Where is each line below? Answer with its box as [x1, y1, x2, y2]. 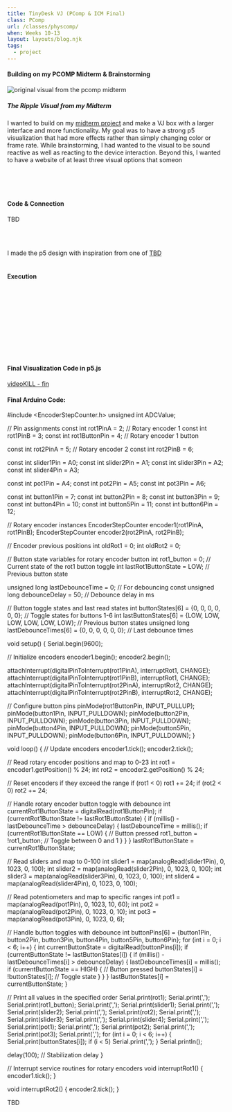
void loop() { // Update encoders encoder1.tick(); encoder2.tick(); [7, 745, 193, 753]
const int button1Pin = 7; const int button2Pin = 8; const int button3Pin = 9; [7, 493, 220, 501]
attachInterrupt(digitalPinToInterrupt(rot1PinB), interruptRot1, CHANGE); [7, 673, 211, 682]
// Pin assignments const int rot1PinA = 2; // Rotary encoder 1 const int [7, 424, 207, 433]
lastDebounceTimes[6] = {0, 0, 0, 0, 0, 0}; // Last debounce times [7, 626, 194, 635]
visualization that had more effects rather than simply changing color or [7, 134, 211, 142]
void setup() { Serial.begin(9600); [7, 639, 103, 648]
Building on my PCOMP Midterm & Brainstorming [7, 70, 151, 78]
